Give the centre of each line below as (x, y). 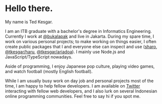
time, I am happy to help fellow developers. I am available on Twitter (73, 86)
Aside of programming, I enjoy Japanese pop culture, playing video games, (80, 66)
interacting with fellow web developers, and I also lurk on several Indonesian (81, 91)
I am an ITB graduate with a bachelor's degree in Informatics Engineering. (79, 31)
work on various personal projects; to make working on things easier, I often (81, 41)
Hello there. (29, 8)
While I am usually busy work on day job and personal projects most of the (79, 81)
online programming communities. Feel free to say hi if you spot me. (73, 96)
